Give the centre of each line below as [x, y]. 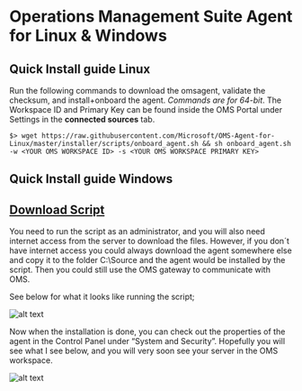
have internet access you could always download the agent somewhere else [151, 250]
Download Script [57, 209]
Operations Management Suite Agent [151, 17]
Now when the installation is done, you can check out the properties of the [147, 332]
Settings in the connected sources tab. [82, 119]
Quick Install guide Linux [80, 69]
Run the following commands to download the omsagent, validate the [138, 91]
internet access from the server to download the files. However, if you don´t [149, 241]
